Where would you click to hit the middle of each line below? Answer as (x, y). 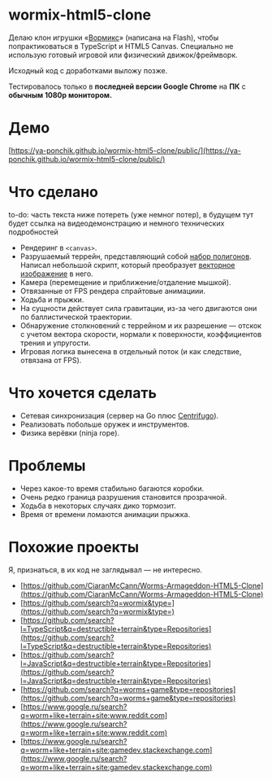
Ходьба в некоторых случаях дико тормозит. (98, 506)
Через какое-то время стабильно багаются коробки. (112, 488)
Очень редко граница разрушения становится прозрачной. (123, 497)
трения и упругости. (55, 343)
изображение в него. (56, 274)
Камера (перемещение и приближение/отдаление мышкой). (125, 282)
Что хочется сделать (82, 393)
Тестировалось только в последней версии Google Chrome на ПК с (127, 86)
